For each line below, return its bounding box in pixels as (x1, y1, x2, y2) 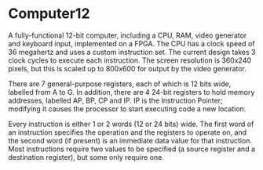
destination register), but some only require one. (8, 152, 165, 161)
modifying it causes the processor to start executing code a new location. (8, 103, 247, 114)
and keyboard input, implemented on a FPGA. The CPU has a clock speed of (8, 38, 255, 48)
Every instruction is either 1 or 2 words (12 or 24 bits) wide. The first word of (8, 119, 254, 128)
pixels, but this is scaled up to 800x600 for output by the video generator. (8, 63, 247, 73)
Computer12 (8, 5, 90, 23)
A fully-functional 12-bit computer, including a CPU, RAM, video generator (8, 31, 247, 40)
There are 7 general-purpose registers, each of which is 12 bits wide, (8, 79, 232, 89)
